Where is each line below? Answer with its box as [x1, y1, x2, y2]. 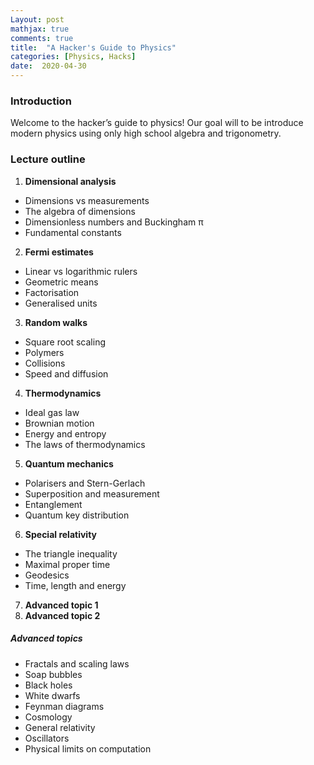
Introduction [10, 94, 72, 108]
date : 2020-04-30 [10, 61, 87, 71]
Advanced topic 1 [24, 599, 99, 611]
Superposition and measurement [24, 487, 160, 500]
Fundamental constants [24, 226, 122, 238]
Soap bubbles [24, 668, 83, 680]
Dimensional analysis [24, 175, 117, 187]
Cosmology [24, 711, 73, 723]
